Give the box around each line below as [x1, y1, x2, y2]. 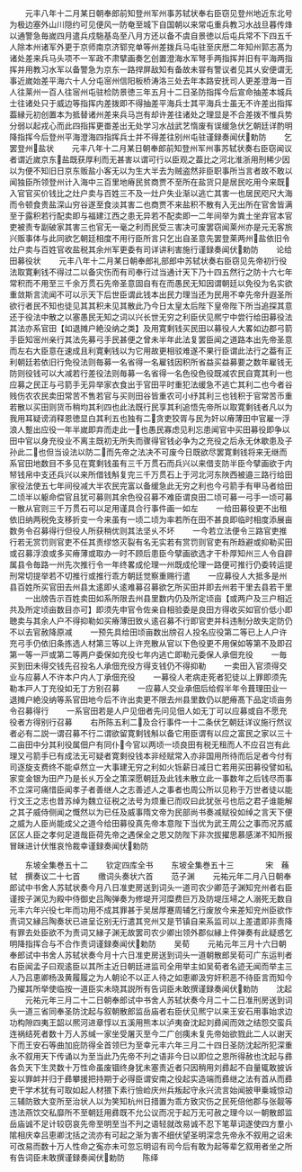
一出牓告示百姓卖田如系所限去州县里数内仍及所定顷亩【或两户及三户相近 [24, 593, 293, 603]
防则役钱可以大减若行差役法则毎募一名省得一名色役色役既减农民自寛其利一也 [9, 368, 293, 378]
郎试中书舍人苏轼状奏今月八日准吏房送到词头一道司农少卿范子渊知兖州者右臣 [9, 882, 293, 893]
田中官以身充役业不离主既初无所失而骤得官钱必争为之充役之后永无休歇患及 [9, 436, 285, 446]
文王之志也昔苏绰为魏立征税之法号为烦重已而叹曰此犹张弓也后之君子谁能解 [16, 796, 293, 806]
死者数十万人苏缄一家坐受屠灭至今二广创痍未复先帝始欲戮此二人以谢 [32, 1029, 285, 1039]
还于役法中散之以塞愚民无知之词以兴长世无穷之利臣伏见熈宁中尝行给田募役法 [9, 311, 293, 322]
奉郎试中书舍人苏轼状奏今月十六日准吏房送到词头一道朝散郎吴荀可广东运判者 [9, 950, 293, 960]
